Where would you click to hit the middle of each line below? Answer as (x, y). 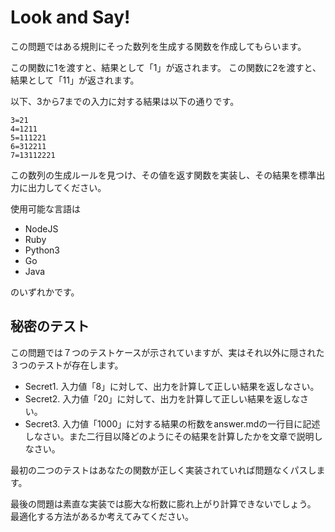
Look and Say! (70, 17)
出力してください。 (67, 187)
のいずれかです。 (45, 292)
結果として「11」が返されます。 (75, 80)
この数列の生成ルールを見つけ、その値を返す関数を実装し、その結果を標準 (163, 175)
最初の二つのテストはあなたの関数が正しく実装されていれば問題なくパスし (163, 470)
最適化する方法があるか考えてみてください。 (102, 516)
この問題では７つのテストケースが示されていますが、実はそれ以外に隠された (167, 352)
